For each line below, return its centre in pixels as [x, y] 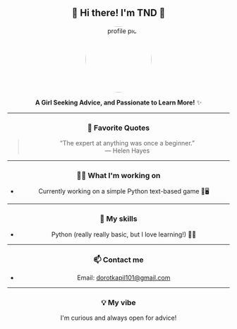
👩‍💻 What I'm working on [119, 176]
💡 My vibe [119, 302]
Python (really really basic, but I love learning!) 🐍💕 [123, 234]
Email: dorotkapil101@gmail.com [124, 277]
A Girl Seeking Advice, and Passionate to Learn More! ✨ [119, 102]
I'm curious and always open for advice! [119, 318]
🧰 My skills [119, 219]
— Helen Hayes [127, 151]
